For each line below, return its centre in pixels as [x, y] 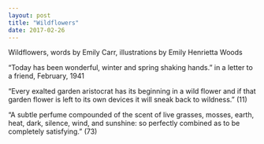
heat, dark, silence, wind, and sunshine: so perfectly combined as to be [124, 124]
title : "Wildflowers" [44, 23]
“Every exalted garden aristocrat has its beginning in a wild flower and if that [132, 91]
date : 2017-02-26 [37, 30]
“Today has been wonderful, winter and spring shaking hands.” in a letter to [131, 68]
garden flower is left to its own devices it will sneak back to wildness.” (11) [128, 100]
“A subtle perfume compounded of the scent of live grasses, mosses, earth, [131, 115]
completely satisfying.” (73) [53, 131]
